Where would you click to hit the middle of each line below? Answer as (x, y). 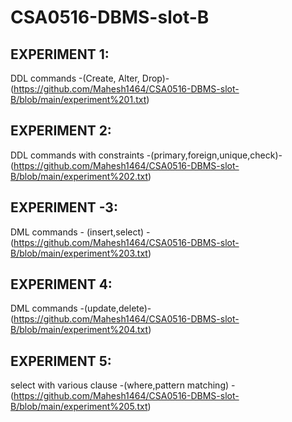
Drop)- (155, 78)
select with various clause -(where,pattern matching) (120, 385)
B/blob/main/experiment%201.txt (78, 99)
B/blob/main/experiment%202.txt (79, 176)
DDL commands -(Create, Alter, (75, 78)
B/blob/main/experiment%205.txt (79, 407)
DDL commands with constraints (77, 155)
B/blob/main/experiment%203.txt (79, 253)
